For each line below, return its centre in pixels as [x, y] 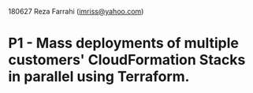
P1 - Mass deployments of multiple [123, 43]
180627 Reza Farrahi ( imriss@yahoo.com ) [76, 11]
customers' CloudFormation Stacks [127, 60]
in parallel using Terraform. [99, 77]
